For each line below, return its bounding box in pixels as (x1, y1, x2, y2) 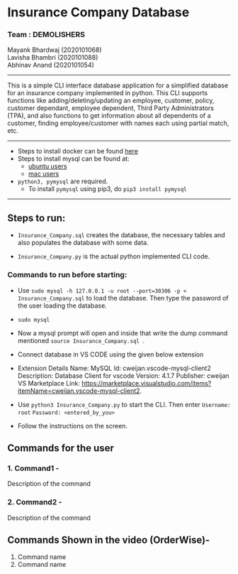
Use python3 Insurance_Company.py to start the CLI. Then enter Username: (17, 400, 231, 408)
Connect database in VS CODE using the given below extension (17, 350, 204, 359)
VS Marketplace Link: (17, 379, 80, 387)
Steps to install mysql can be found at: (17, 154, 130, 163)
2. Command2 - (7, 497, 62, 507)
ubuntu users (28, 162, 67, 170)
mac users (28, 170, 59, 178)
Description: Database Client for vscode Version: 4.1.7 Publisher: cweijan (17, 371, 229, 380)
